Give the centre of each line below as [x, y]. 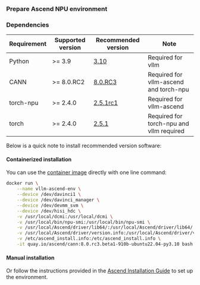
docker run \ [22, 183]
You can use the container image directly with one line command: [86, 172]
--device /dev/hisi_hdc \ [49, 211]
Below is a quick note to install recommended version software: [84, 146]
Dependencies [28, 24]
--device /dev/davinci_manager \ [58, 200]
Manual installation [30, 258]
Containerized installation [39, 159]
